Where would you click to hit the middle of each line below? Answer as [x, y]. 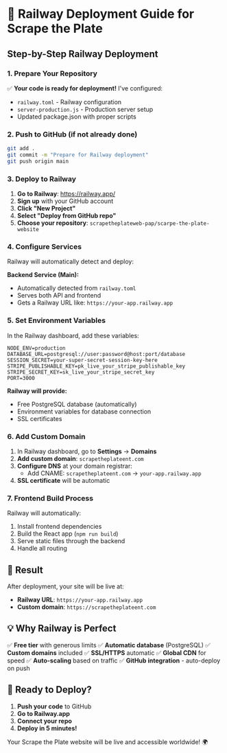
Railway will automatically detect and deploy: [71, 262]
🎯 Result [25, 570]
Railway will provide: [37, 391]
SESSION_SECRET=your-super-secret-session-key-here [82, 360]
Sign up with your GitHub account [65, 201]
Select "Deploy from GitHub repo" [67, 216]
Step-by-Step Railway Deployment [83, 54]
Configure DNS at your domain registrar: [74, 466]
